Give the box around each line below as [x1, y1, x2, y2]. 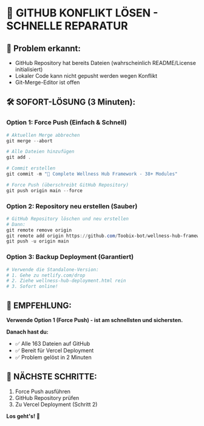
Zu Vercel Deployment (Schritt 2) [15, 400, 98, 408]
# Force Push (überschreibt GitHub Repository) [6, 182, 129, 188]
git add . [6, 154, 32, 160]
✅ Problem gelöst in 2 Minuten [15, 353, 92, 361]
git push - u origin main [6, 238, 69, 244]
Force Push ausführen [15, 388, 71, 395]
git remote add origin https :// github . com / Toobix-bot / [6, 233, 148, 239]
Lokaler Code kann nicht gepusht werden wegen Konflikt [15, 72, 158, 79]
